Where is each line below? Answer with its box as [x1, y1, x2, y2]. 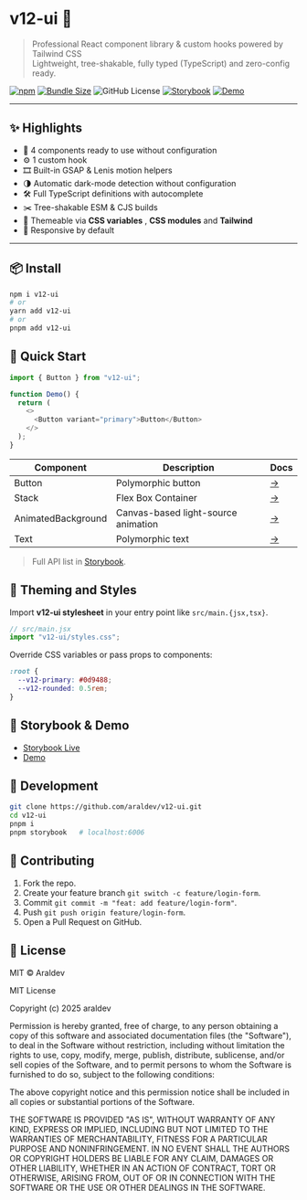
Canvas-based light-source [115, 506, 238, 519]
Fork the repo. [22, 877, 77, 888]
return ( [17, 398, 51, 408]
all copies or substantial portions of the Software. [9, 1096, 195, 1107]
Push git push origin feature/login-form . [22, 907, 186, 918]
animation [115, 517, 158, 530]
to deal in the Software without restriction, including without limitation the [9, 1039, 285, 1050]
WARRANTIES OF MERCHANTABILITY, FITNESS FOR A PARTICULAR [9, 1133, 268, 1144]
